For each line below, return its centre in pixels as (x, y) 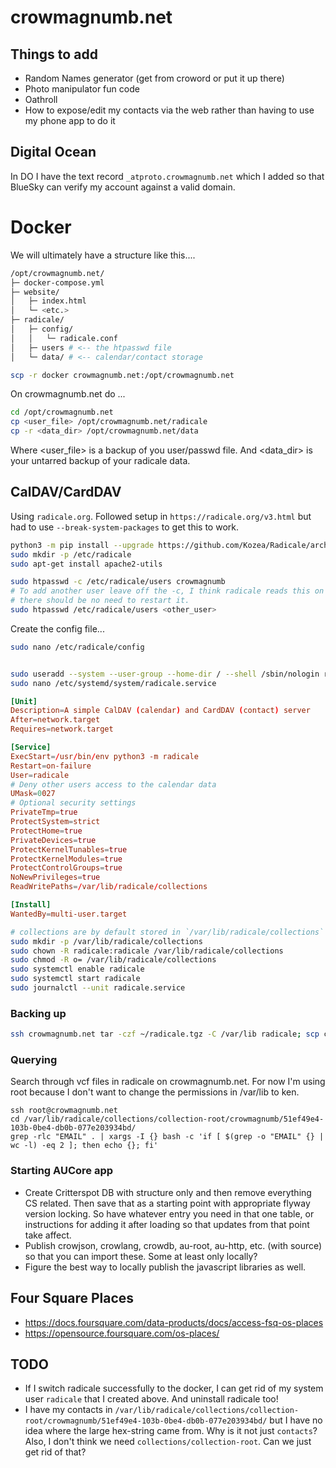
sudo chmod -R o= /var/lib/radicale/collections (113, 960)
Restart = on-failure (51, 766)
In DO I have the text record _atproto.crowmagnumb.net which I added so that (167, 176)
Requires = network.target (62, 729)
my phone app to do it (70, 120)
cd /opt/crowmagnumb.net (62, 412)
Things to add (54, 54)
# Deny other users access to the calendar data (113, 784)
